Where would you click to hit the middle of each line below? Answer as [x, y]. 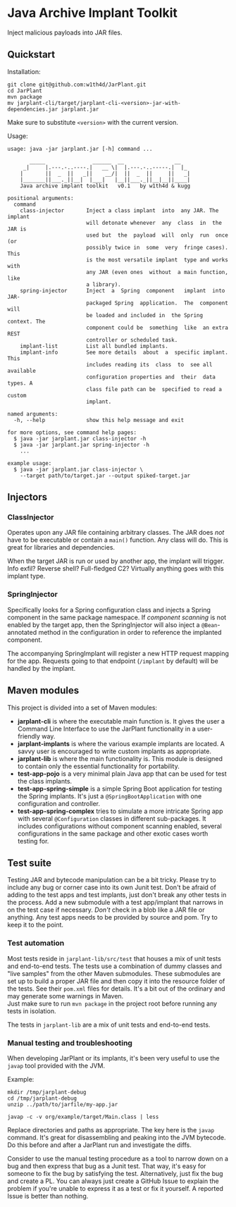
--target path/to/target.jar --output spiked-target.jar [105, 476]
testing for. [33, 841]
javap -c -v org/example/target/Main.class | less [83, 1117]
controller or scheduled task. [132, 340]
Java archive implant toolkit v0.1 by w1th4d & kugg [105, 186]
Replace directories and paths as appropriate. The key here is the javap [111, 1129]
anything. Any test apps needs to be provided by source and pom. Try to [113, 917]
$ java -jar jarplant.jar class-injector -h [80, 438]
